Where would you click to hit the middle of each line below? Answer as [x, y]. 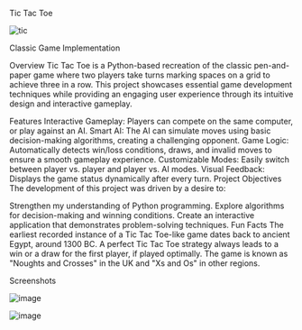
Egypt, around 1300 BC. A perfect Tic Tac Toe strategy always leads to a [144, 244]
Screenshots [33, 280]
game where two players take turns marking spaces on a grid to [151, 75]
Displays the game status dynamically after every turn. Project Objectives [146, 179]
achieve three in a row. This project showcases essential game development [151, 84]
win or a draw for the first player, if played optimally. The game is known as [149, 253]
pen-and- [272, 65]
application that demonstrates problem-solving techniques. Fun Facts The [146, 225]
